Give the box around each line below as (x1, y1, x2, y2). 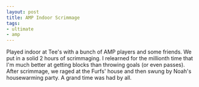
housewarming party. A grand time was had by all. (6, 74, 132, 82)
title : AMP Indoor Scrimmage (6, 15, 80, 21)
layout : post (6, 9, 39, 15)
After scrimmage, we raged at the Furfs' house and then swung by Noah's (6, 68, 192, 75)
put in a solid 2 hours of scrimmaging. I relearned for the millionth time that (6, 55, 193, 62)
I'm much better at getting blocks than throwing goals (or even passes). (6, 61, 185, 69)
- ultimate (6, 26, 34, 32)
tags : (6, 20, 20, 26)
